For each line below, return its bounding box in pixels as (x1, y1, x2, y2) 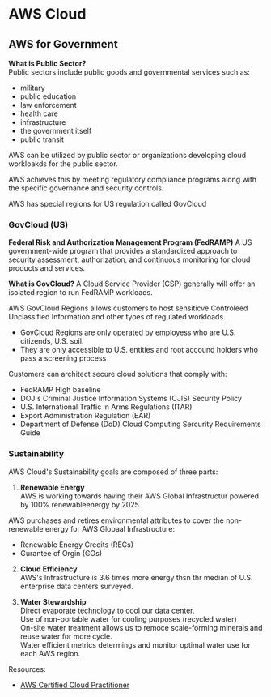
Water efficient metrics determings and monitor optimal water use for (19, 639, 251, 649)
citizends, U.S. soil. (19, 336, 84, 346)
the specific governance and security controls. (8, 183, 164, 193)
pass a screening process (19, 353, 107, 363)
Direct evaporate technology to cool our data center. (19, 605, 196, 615)
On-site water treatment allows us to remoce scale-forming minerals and (19, 622, 263, 632)
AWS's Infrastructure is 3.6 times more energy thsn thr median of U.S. (19, 572, 253, 582)
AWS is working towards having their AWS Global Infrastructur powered (19, 491, 259, 501)
